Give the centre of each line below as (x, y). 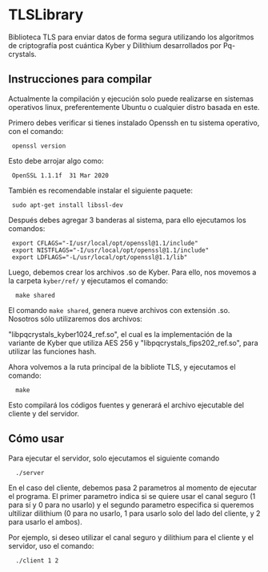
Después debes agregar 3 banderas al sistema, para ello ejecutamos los (127, 220)
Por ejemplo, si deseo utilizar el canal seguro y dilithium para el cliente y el (131, 537)
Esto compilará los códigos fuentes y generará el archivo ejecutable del (126, 405)
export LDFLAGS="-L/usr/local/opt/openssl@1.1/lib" (100, 257)
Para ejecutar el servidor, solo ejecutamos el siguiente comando (114, 458)
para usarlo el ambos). (45, 521)
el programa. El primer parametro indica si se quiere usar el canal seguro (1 (132, 496)
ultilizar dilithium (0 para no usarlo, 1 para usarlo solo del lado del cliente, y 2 (134, 513)
